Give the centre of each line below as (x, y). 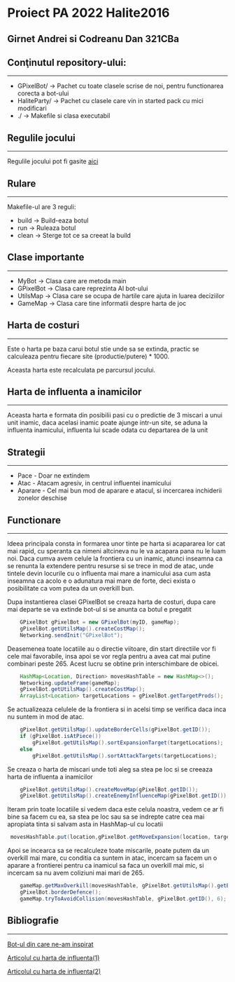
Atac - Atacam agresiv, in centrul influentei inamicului (94, 483)
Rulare (22, 183)
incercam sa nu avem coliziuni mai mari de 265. (76, 873)
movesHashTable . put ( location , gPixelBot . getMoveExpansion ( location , (111, 837)
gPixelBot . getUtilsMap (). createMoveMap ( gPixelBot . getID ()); (109, 789)
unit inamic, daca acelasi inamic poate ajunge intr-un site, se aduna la (107, 423)
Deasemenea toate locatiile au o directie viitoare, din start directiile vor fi (112, 648)
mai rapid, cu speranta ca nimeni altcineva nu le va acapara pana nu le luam (116, 551)
